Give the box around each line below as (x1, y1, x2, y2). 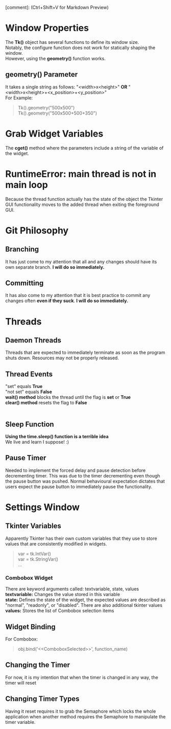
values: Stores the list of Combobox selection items (5, 608, 114, 614)
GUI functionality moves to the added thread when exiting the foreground (5, 201, 159, 208)
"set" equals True (5, 383, 43, 390)
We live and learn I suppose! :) (5, 439, 69, 445)
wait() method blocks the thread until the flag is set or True (5, 394, 131, 400)
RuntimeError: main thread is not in (5, 168, 157, 179)
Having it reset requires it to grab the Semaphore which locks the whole (5, 708, 156, 714)
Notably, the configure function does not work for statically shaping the (5, 44, 156, 51)
